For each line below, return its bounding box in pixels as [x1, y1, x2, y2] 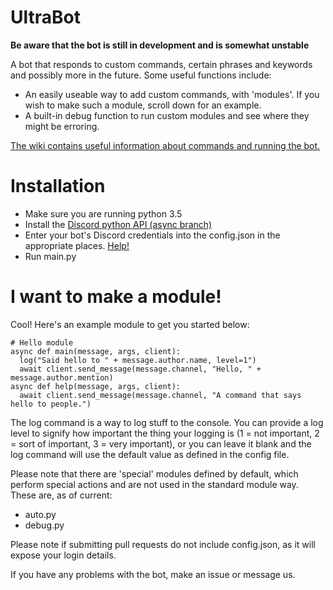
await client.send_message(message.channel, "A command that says [19, 390, 302, 400]
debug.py [24, 519, 65, 531]
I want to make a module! [10, 286, 222, 308]
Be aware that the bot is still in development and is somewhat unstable [10, 39, 310, 51]
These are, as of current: [10, 489, 113, 501]
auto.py [24, 508, 57, 520]
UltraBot [10, 6, 81, 29]
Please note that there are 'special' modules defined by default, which [10, 467, 299, 480]
